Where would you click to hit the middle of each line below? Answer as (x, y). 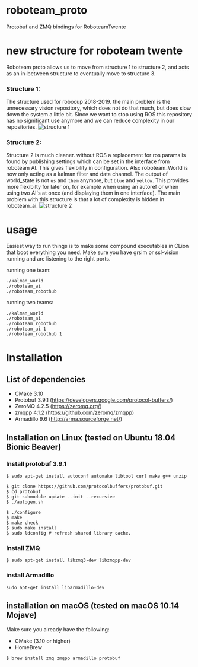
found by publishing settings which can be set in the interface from (88, 161)
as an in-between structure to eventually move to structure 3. (81, 73)
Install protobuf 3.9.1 (36, 463)
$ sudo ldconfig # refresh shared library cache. (69, 533)
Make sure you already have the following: (58, 629)
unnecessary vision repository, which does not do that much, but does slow (99, 108)
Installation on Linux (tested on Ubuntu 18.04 (91, 438)
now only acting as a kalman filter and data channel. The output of (87, 174)
